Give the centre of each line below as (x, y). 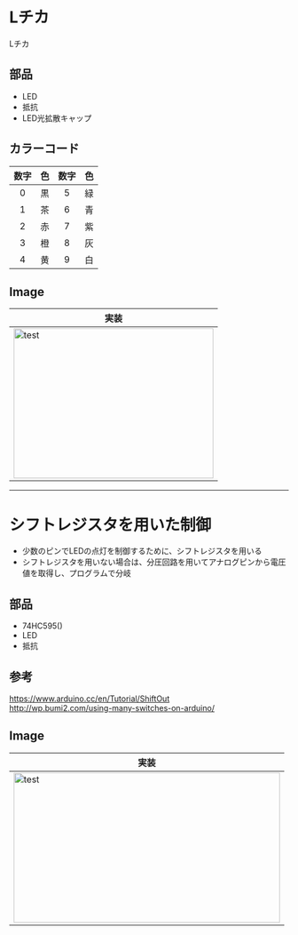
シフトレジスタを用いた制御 (110, 525)
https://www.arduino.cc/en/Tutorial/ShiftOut (90, 699)
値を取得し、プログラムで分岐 (76, 573)
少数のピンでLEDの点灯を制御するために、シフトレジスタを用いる (142, 551)
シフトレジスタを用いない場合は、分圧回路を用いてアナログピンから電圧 (154, 562)
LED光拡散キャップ (57, 118)
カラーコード (44, 149)
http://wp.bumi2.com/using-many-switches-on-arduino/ (112, 707)
